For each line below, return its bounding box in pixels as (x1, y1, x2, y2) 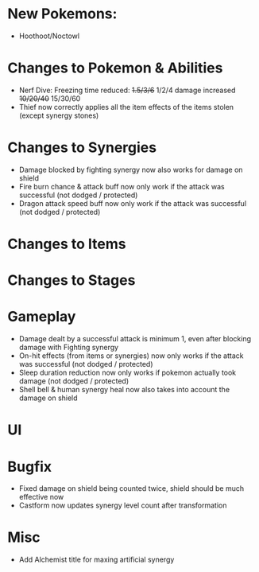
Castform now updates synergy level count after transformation (18, 500, 227, 510)
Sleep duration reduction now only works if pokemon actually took (18, 368, 237, 378)
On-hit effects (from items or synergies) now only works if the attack (18, 351, 244, 360)
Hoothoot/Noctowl (18, 31, 80, 41)
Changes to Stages (7, 271, 136, 290)
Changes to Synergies (7, 138, 157, 157)
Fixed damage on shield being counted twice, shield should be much (18, 484, 245, 493)
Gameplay (7, 308, 76, 326)
